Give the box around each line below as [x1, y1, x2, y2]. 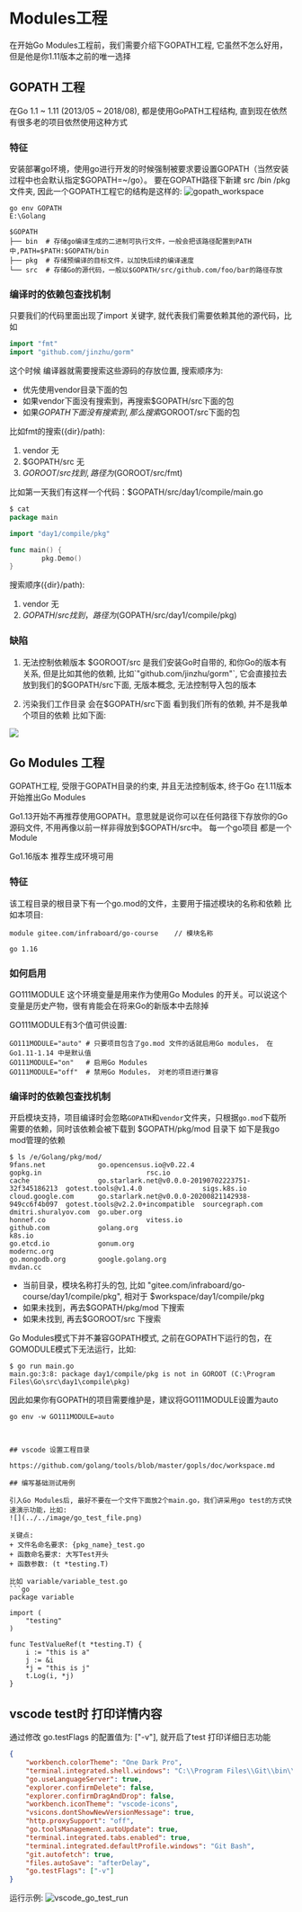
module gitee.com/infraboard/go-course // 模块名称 [9, 928, 214, 938]
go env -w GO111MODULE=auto [9, 1413, 115, 1422]
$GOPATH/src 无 [22, 456, 85, 468]
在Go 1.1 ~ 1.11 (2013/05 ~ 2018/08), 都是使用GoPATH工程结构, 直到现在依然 [9, 105, 288, 116]
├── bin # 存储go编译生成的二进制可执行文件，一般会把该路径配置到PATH [9, 237, 252, 246]
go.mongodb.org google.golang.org [9, 1255, 167, 1264]
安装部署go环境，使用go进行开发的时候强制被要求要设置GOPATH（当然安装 [9, 164, 289, 174]
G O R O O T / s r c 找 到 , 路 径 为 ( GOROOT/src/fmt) [22, 468, 183, 478]
